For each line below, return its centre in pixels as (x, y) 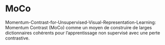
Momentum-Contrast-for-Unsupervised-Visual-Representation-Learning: (81, 22)
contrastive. (18, 38)
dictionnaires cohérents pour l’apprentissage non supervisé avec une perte (83, 33)
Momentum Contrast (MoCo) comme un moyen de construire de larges (78, 27)
